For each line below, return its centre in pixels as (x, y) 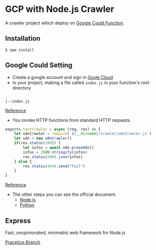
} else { (23, 162)
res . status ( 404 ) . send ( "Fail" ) (54, 166)
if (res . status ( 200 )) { (37, 143)
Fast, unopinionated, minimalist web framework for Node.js (65, 233)
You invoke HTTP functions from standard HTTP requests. (72, 120)
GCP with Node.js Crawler (60, 9)
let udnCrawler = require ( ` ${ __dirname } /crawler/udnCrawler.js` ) (83, 134)
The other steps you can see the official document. (64, 194)
